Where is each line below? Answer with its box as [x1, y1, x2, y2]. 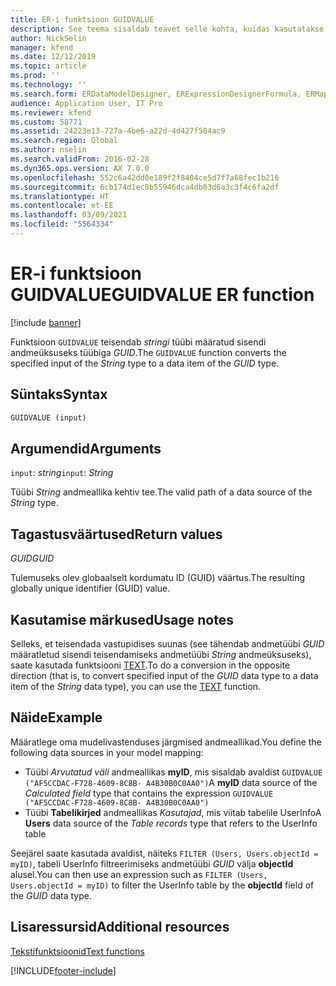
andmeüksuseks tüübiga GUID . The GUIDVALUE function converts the [10, 346, 287, 358]
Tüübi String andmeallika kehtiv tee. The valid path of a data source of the [10, 486, 313, 498]
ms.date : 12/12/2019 [10, 52, 97, 62]
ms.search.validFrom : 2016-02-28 [10, 154, 150, 164]
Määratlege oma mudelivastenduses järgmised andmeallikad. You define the [10, 736, 322, 748]
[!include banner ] [10, 316, 82, 328]
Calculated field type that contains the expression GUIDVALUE [24, 787, 274, 799]
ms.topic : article [10, 61, 87, 71]
